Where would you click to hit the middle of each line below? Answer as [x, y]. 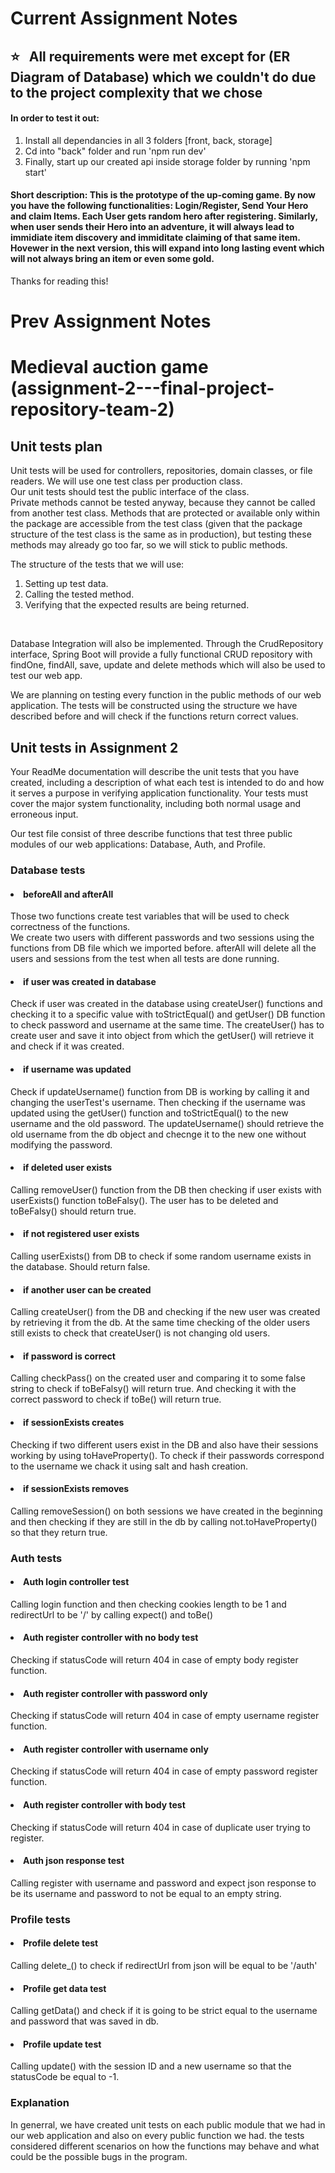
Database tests [48, 870]
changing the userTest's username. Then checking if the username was [158, 1102]
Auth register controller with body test [104, 1805]
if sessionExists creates [74, 1422]
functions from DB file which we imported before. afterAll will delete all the [163, 948]
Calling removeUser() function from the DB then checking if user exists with [166, 1189]
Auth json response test [74, 1861]
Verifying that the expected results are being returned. [137, 605]
